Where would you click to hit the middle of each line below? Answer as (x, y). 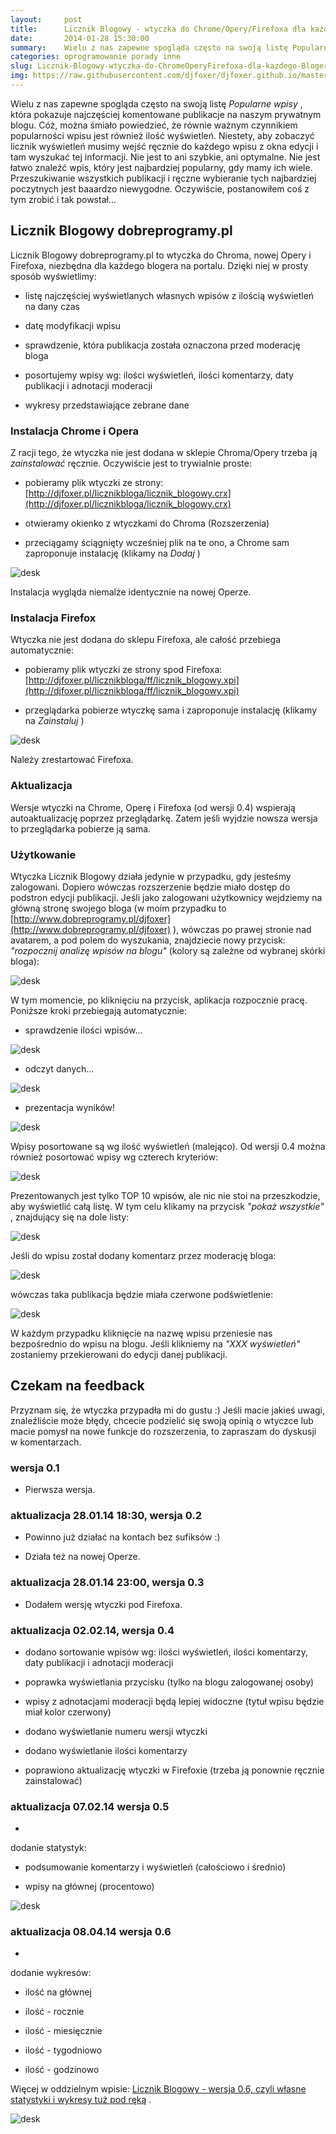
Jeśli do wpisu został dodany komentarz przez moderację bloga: (143, 1255)
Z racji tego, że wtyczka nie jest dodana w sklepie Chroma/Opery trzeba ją (164, 452)
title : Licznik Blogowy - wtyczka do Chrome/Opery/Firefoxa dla (158, 29)
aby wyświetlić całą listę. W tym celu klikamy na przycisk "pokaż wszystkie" (167, 1206)
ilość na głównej (58, 1992)
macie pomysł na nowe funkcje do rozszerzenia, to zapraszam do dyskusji (163, 1431)
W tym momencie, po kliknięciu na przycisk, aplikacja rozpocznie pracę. (159, 1000)
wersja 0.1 (35, 1468)
